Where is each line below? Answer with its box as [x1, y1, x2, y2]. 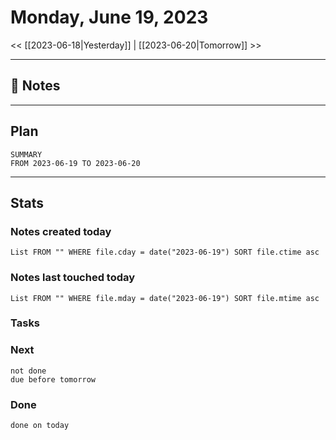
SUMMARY [10, 149, 43, 160]
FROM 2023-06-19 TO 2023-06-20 [10, 158, 141, 168]
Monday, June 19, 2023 [10, 6, 209, 29]
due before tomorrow [10, 374, 97, 385]
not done [10, 366, 47, 376]
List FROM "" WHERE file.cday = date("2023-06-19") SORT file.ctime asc [10, 247, 320, 258]
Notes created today [10, 224, 112, 238]
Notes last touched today [10, 271, 136, 285]
